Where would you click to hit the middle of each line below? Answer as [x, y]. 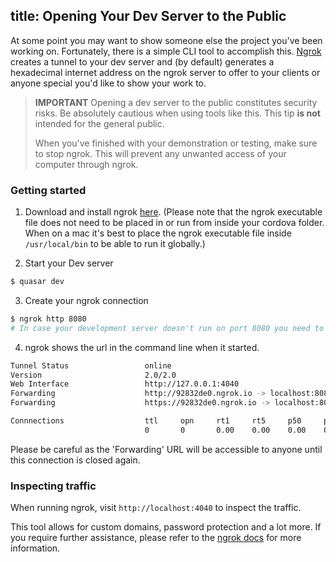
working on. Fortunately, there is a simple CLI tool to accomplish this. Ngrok [166, 51]
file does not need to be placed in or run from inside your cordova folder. [174, 223]
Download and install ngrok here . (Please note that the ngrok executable [173, 212]
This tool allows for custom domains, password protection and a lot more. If [166, 527]
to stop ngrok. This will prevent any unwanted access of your [160, 153]
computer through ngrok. [86, 164]
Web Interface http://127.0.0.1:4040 [125, 384]
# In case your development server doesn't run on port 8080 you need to [167, 328]
